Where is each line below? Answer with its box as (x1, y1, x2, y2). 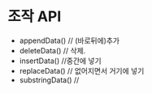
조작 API (7, 7, 62, 26)
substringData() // (19, 74, 80, 85)
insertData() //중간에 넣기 (19, 56, 102, 66)
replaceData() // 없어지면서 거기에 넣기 (19, 66, 145, 75)
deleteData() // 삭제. (19, 45, 86, 55)
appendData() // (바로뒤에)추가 (19, 36, 119, 45)
